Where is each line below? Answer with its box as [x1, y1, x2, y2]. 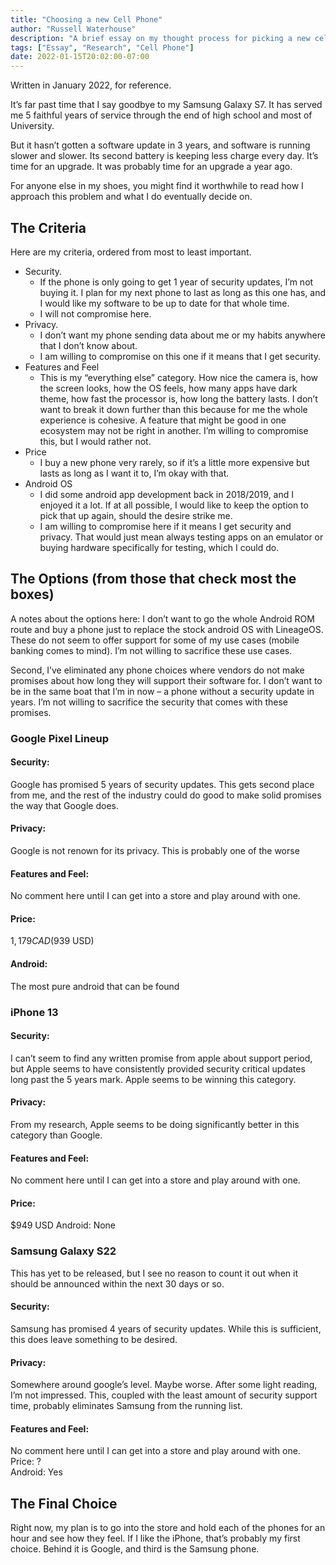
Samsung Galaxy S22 [10, 1244, 117, 1258]
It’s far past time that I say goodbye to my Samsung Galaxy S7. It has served [10, 99, 323, 111]
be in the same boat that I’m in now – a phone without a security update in [10, 685, 315, 697]
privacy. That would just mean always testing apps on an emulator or [39, 531, 324, 543]
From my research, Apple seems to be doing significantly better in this [10, 1119, 300, 1131]
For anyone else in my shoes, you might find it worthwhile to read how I [10, 180, 304, 192]
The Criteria [10, 219, 87, 236]
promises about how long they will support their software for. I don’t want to [10, 674, 323, 686]
